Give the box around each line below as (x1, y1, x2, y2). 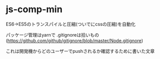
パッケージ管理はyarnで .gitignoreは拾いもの (6, 32, 99, 38)
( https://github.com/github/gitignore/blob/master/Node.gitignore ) (6, 37, 144, 44)
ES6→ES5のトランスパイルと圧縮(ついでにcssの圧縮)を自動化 (6, 21, 136, 27)
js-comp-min (6, 4, 63, 15)
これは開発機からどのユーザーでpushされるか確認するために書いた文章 (6, 48, 155, 54)
